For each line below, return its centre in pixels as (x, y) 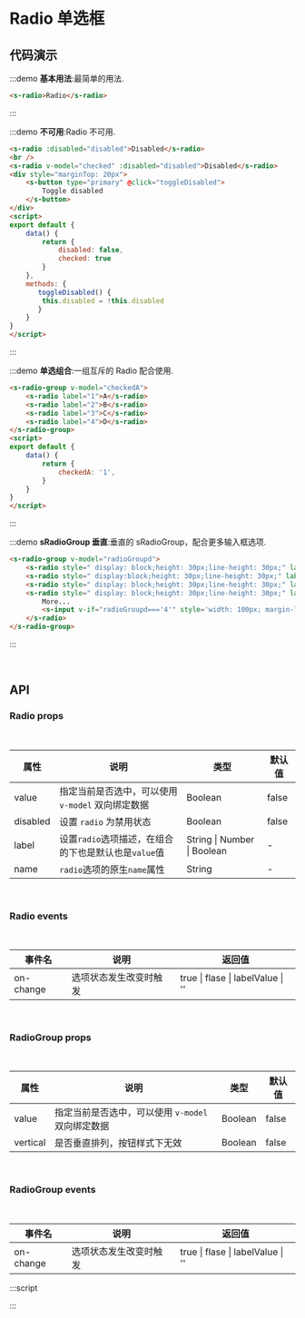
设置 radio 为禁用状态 (105, 821)
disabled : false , (91, 251)
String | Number (220, 839)
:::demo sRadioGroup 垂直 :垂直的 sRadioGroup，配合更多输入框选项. (138, 542)
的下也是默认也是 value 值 (112, 852)
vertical (30, 1143)
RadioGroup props (50, 1038)
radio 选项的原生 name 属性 (112, 870)
